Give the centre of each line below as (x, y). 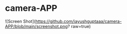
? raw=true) (79, 26)
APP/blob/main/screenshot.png (36, 26)
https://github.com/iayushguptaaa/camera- (79, 21)
